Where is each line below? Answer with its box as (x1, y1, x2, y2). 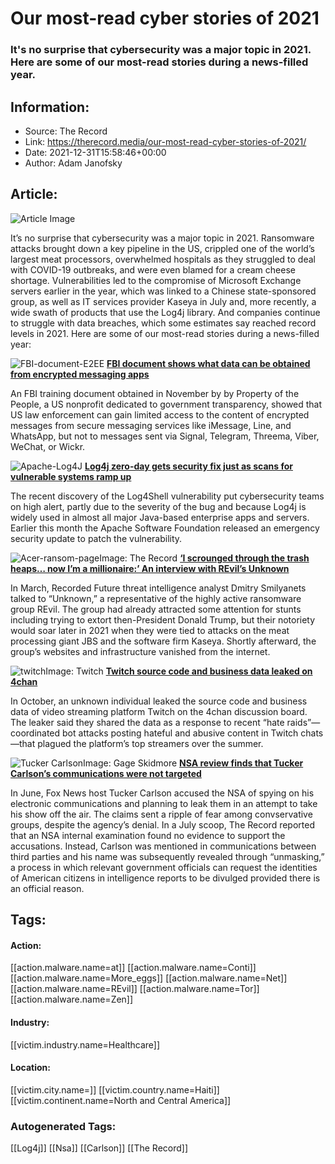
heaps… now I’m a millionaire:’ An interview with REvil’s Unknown (10, 562, 290, 574)
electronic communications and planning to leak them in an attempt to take (10, 797, 318, 809)
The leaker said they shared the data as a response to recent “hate (10, 716, 285, 728)
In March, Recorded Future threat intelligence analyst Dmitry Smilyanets (10, 582, 307, 594)
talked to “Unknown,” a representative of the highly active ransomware (10, 592, 302, 604)
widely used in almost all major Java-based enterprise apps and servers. (10, 511, 310, 523)
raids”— (286, 716, 321, 728)
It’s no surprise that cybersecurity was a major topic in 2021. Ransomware (10, 232, 315, 244)
